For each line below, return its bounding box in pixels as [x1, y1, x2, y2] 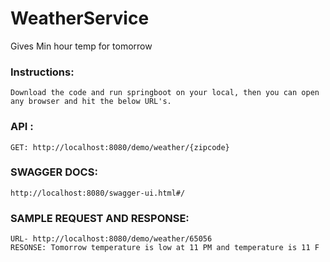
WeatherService [10, 7, 150, 30]
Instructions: [10, 65, 75, 79]
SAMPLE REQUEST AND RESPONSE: [10, 211, 190, 225]
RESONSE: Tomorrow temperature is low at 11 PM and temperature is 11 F [10, 243, 320, 253]
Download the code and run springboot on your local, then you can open [10, 88, 320, 98]
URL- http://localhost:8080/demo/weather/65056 [10, 234, 213, 244]
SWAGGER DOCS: [10, 165, 98, 179]
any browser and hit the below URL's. [10, 97, 172, 107]
